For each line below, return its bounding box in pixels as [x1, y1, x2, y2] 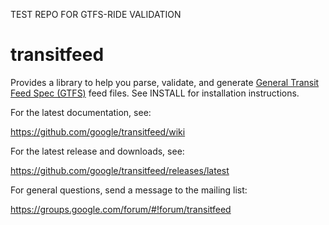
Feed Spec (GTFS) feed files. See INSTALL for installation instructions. [10, 87, 300, 99]
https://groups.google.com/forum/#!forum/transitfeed [10, 203, 232, 215]
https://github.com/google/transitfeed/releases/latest [10, 164, 230, 176]
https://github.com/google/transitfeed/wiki [10, 125, 186, 138]
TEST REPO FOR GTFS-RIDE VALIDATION [10, 9, 182, 20]
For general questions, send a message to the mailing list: [10, 184, 248, 196]
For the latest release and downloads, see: [10, 145, 185, 157]
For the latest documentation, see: [10, 106, 152, 118]
